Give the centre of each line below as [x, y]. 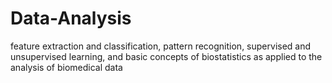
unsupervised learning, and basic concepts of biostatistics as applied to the [166, 56]
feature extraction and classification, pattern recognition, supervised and [161, 46]
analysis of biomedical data [66, 67]
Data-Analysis [71, 18]
